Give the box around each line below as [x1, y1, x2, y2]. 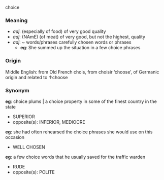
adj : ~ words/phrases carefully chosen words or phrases [12, 39, 132, 45]
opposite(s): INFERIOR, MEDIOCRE [12, 119, 85, 125]
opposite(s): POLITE [12, 169, 55, 175]
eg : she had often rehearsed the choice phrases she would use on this [5, 129, 153, 135]
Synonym [5, 87, 29, 94]
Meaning [5, 17, 28, 24]
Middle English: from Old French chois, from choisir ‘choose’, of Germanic [5, 68, 159, 75]
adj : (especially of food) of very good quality [12, 28, 106, 34]
